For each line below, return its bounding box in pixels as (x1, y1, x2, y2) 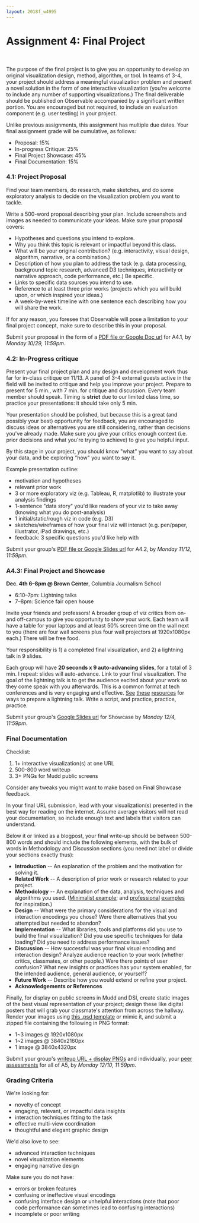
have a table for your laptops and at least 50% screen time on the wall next (6, 622, 190, 629)
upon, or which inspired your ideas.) (14, 291, 104, 298)
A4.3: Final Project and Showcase (6, 567, 105, 575)
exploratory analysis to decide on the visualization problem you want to (6, 193, 180, 200)
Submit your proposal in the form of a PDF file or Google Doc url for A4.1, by (6, 333, 191, 341)
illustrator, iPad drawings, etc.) (14, 528, 89, 535)
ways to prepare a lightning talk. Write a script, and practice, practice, (6, 696, 176, 703)
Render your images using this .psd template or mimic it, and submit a (6, 1013, 176, 1020)
